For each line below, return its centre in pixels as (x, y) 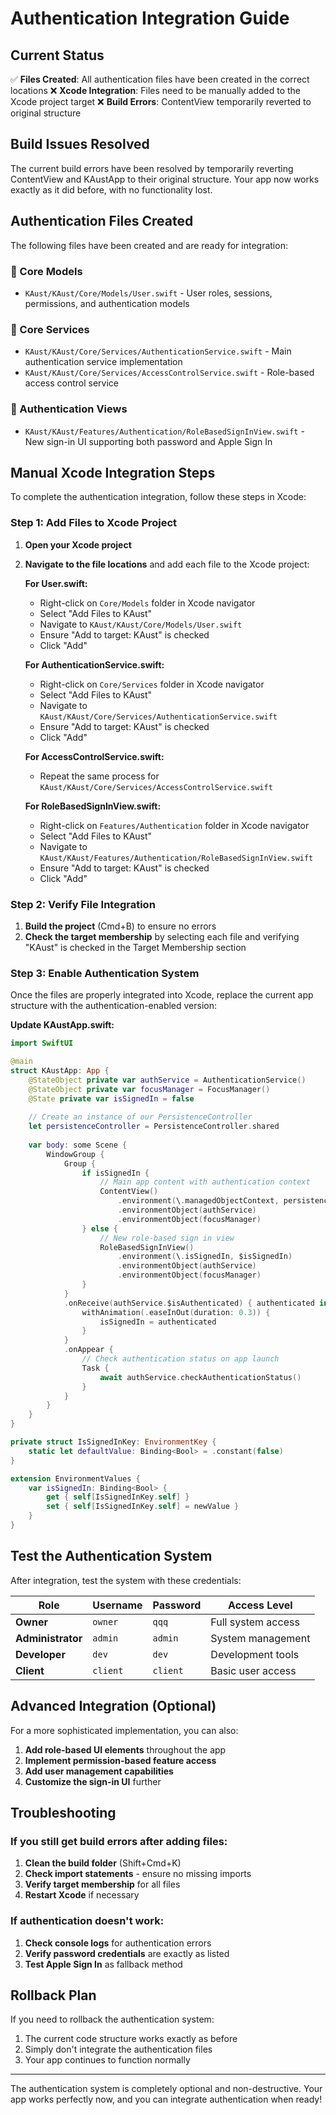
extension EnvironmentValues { (75, 1478)
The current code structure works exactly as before (131, 2039)
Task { (95, 1368)
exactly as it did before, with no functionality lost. (111, 189)
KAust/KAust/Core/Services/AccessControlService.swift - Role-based (169, 373)
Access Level (260, 1605)
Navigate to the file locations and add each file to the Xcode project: (167, 564)
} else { (99, 1228)
